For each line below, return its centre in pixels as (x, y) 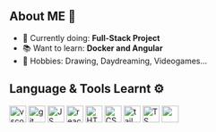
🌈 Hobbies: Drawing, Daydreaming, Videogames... (115, 61)
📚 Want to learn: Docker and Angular (92, 48)
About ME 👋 (43, 16)
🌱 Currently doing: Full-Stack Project (91, 37)
